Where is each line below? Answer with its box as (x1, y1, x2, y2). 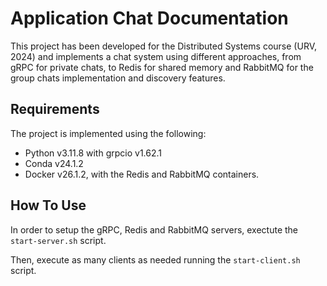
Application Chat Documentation (10, 7, 289, 30)
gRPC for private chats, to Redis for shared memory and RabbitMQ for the (10, 61, 314, 73)
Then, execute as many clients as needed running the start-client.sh (10, 253, 301, 266)
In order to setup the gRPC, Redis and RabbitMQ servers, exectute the (10, 223, 299, 236)
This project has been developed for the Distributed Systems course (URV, (10, 40, 317, 52)
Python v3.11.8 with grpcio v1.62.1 (24, 147, 162, 159)
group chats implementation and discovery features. (10, 72, 226, 84)
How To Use (10, 197, 87, 214)
